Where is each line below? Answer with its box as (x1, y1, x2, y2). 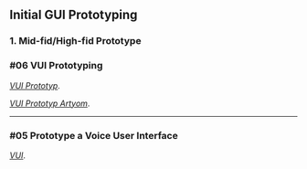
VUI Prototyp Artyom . (9, 98, 90, 109)
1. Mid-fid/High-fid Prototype (9, 35, 142, 48)
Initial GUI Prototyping (9, 7, 138, 23)
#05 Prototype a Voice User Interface (9, 129, 178, 142)
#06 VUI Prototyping (9, 59, 103, 72)
